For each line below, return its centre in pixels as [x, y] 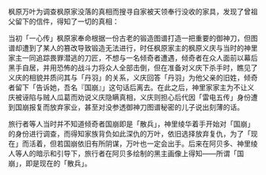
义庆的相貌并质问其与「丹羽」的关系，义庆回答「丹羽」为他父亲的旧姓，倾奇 [133, 78]
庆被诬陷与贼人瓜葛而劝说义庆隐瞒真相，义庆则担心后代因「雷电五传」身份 [129, 97]
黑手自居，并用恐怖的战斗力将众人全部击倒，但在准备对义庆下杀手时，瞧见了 [133, 68]
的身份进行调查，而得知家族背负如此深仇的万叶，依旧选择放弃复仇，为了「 [129, 134]
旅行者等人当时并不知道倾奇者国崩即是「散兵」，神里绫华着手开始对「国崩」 [131, 124]
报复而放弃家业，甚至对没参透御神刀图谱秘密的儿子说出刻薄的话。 [136, 107]
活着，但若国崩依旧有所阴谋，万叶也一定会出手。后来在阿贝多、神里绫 [143, 143]
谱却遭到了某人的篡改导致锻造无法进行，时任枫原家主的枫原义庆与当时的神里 [133, 48]
